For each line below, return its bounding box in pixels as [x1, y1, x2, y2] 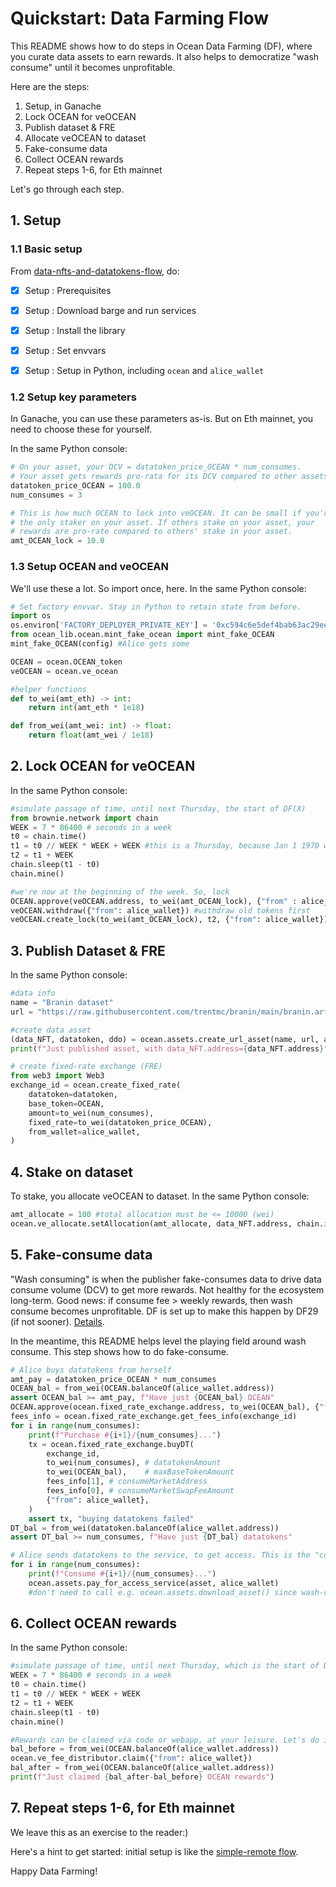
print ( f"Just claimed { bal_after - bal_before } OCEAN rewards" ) [10, 1772, 275, 1782]
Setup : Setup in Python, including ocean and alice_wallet [24, 364, 265, 376]
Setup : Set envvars [24, 344, 107, 356]
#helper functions [10, 684, 87, 694]
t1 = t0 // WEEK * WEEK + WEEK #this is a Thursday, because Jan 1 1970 [10, 841, 320, 851]
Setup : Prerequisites [24, 284, 112, 296]
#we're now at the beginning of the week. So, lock [10, 887, 230, 897]
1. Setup [10, 212, 62, 229]
